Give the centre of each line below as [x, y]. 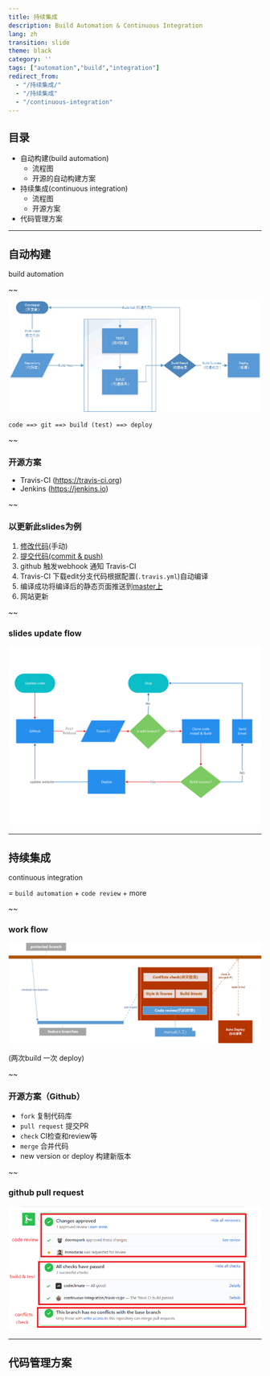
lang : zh [23, 34]
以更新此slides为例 [45, 527]
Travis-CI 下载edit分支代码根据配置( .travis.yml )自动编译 [114, 576]
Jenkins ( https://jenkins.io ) [64, 489]
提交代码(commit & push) [61, 556]
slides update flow [45, 633]
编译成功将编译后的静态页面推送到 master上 [91, 586]
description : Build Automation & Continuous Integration [106, 25]
